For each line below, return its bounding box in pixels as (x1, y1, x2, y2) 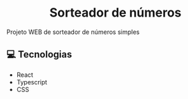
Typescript (16, 78, 48, 86)
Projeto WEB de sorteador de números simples (6, 28, 140, 36)
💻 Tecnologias (6, 48, 73, 60)
